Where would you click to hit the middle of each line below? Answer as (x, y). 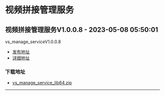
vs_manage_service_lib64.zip (42, 83)
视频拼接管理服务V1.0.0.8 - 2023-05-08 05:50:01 (82, 30)
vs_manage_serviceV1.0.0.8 (33, 42)
